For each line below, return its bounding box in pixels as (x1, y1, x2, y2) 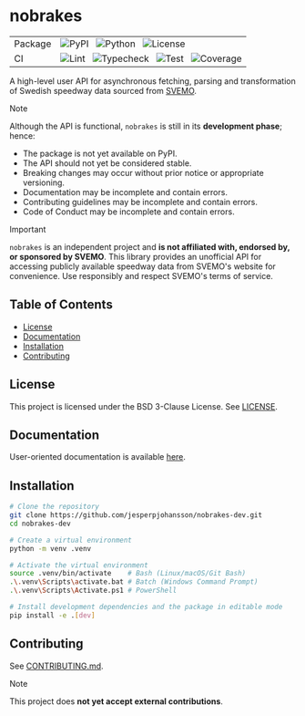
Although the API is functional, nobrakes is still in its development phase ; (9, 120, 282, 131)
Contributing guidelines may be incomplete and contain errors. (22, 196, 258, 207)
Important (9, 223, 46, 234)
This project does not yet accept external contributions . (9, 695, 223, 707)
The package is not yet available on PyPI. (22, 148, 178, 159)
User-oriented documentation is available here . (9, 451, 187, 462)
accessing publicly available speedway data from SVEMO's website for (9, 261, 276, 272)
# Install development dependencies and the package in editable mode (9, 603, 283, 612)
